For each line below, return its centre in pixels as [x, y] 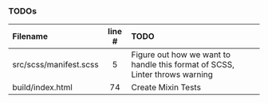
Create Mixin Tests [166, 87]
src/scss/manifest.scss [55, 65]
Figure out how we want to [181, 55]
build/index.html [43, 87]
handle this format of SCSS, [183, 65]
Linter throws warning [172, 74]
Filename [30, 36]
